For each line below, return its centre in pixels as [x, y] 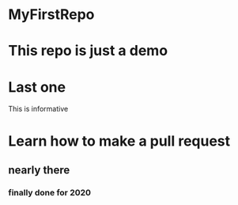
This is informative [38, 109]
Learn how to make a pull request [119, 141]
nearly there [39, 170]
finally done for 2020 [50, 192]
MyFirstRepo [51, 15]
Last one [37, 87]
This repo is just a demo [88, 51]
